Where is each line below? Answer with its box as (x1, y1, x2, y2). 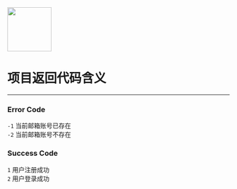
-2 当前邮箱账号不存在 (7, 130, 72, 139)
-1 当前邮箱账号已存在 (7, 121, 72, 130)
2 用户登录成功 (7, 174, 50, 183)
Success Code (7, 148, 59, 158)
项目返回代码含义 (7, 71, 107, 87)
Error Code (7, 104, 46, 114)
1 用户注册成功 (7, 165, 50, 173)
